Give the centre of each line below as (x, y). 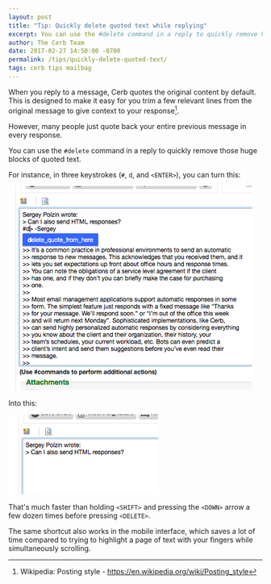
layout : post (30, 17)
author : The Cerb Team (46, 43)
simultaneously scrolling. (50, 548)
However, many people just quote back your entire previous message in (127, 126)
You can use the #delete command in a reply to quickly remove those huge (133, 150)
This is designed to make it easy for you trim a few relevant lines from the (130, 100)
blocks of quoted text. (45, 159)
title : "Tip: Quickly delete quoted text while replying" (108, 25)
